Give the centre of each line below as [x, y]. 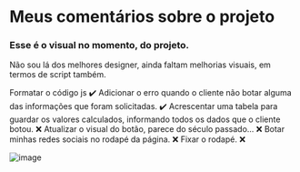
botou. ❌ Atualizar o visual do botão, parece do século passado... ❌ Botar [147, 129]
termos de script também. [58, 75]
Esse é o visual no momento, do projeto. [99, 46]
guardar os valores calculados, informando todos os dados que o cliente [145, 119]
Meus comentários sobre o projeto [142, 17]
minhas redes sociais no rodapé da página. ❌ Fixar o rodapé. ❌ [128, 139]
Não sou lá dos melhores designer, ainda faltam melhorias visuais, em [140, 65]
